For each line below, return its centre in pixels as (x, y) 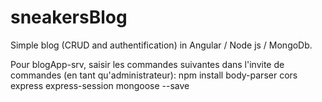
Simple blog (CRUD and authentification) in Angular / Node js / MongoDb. (161, 45)
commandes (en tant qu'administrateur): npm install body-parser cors (154, 75)
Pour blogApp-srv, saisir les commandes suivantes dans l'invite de (147, 64)
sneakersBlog (69, 17)
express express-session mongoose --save (100, 85)
